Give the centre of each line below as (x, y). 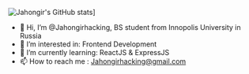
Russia (30, 36)
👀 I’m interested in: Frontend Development (88, 44)
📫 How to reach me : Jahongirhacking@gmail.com (103, 61)
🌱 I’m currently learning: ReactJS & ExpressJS (94, 52)
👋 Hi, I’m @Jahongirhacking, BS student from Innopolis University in (130, 27)
